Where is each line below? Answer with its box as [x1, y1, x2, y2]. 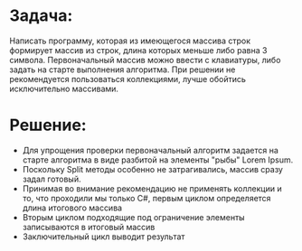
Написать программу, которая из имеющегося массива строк [9, 35, 251, 46]
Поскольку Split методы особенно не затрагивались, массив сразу [22, 163, 283, 174]
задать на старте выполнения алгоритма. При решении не [9, 64, 236, 75]
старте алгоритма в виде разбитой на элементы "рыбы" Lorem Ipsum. [22, 154, 294, 165]
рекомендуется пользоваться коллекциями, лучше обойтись [9, 73, 247, 84]
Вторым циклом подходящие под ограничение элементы [22, 211, 246, 222]
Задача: [9, 5, 73, 26]
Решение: [9, 115, 88, 135]
